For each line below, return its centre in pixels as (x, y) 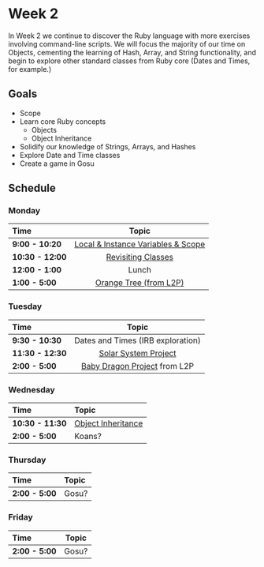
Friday (20, 517)
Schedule (32, 188)
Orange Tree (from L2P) (139, 283)
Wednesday (32, 389)
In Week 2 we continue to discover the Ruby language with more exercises (129, 36)
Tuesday (25, 306)
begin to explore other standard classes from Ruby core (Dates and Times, (129, 61)
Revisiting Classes (139, 257)
